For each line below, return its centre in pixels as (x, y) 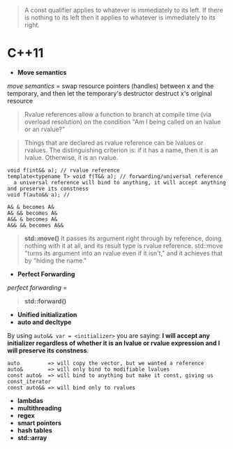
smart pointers (39, 422)
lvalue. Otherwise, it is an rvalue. (71, 157)
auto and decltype (44, 322)
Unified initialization (47, 314)
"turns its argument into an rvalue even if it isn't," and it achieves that (123, 253)
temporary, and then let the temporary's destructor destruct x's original (110, 93)
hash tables (35, 430)
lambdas (30, 400)
